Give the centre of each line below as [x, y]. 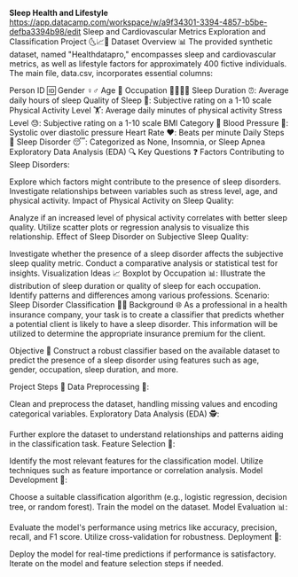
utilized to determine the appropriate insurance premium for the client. [137, 333]
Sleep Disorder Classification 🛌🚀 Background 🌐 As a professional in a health [149, 304]
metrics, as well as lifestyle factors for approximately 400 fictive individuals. [148, 64]
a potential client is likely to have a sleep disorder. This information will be [143, 324]
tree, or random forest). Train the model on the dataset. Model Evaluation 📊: [149, 507]
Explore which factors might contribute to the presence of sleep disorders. [145, 182]
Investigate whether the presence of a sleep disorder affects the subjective [146, 253]
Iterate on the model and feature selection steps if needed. [117, 563]
